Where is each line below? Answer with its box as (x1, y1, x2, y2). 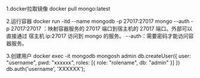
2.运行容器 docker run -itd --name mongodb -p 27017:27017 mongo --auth (6, 18, 190, 25)
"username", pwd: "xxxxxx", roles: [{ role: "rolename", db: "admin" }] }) (6, 59, 180, 66)
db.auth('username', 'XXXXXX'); (6, 66, 85, 72)
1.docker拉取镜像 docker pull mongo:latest (6, 5, 110, 12)
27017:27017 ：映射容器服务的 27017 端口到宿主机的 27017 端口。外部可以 (11, 25, 193, 32)
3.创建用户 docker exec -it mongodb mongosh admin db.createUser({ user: (6, 53, 191, 59)
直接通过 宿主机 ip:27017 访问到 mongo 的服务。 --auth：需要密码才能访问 (6, 32, 189, 40)
